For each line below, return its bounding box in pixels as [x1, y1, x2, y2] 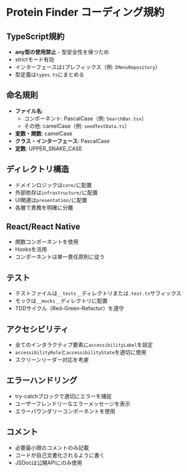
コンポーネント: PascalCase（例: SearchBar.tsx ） [23, 115, 147, 122]
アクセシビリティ [6, 324, 69, 334]
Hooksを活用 [14, 246, 48, 253]
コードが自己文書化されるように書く [14, 452, 105, 459]
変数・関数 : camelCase [14, 130, 73, 137]
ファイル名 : [14, 107, 43, 114]
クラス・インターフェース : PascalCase [14, 137, 110, 144]
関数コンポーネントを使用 [14, 238, 79, 245]
